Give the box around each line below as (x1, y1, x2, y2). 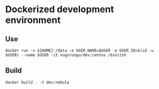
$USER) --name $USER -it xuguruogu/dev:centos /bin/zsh (5, 52, 126, 57)
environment (5, 14, 61, 26)
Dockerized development (5, 4, 114, 15)
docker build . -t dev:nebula (5, 80, 70, 85)
